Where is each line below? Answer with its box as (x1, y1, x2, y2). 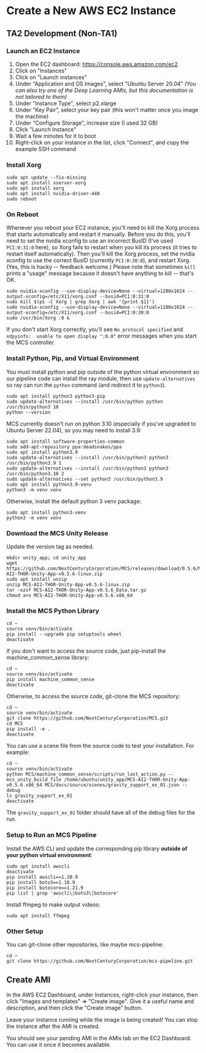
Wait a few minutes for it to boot (15, 132, 96, 139)
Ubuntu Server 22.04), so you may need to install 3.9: (6, 426, 142, 433)
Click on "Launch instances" (15, 73, 87, 80)
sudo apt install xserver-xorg (6, 180, 86, 186)
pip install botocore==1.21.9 (6, 885, 84, 891)
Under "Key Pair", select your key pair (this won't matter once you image (15, 106, 199, 114)
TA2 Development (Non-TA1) (6, 28, 118, 39)
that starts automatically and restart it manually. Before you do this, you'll (6, 231, 191, 238)
